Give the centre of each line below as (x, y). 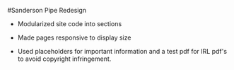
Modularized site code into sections (70, 24)
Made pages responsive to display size (74, 37)
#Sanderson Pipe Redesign (47, 10)
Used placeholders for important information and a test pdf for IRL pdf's (122, 51)
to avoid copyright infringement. (64, 59)
